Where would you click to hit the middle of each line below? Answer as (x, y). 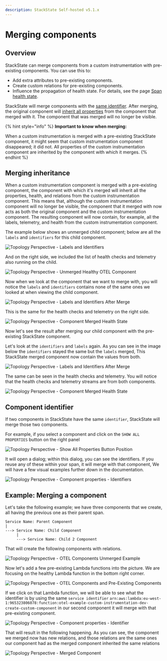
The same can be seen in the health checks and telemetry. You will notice (81, 376)
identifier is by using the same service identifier (57, 598)
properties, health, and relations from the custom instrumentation (72, 196)
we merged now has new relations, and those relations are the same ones (81, 638)
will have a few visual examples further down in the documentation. (74, 470)
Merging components (51, 34)
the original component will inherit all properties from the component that (80, 111)
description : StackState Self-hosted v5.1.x (52, 10)
